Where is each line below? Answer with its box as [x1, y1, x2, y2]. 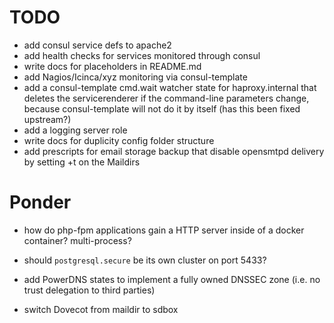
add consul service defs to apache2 [23, 39, 172, 51]
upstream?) [23, 113, 72, 125]
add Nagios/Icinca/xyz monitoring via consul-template [23, 71, 248, 83]
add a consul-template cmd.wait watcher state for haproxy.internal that [23, 81, 317, 93]
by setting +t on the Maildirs [23, 156, 141, 168]
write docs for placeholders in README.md [23, 60, 202, 72]
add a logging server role [23, 124, 128, 136]
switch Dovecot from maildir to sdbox [23, 303, 179, 315]
